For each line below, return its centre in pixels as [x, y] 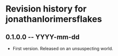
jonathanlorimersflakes [54, 19]
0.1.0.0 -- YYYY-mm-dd [43, 37]
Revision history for [46, 9]
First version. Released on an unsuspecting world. [63, 49]
